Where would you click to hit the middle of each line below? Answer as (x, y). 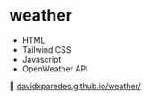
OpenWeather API (55, 69)
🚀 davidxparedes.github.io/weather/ (75, 86)
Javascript (42, 59)
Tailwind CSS (46, 49)
